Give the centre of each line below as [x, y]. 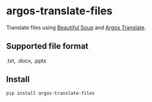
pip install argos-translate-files [51, 93]
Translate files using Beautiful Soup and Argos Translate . [76, 27]
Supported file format [47, 46]
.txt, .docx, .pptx [26, 60]
